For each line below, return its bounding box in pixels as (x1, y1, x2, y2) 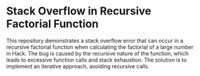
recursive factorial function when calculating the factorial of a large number (6, 43, 194, 51)
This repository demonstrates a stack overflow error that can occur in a (6, 37, 184, 44)
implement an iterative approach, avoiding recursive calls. (6, 62, 149, 70)
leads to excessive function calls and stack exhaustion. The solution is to (6, 56, 187, 63)
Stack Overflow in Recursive (6, 4, 152, 18)
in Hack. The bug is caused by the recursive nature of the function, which (6, 49, 189, 57)
